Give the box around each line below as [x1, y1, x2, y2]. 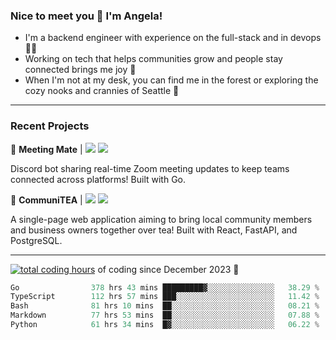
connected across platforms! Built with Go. [10, 173, 187, 185]
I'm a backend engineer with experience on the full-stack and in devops [24, 32, 322, 44]
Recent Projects [10, 119, 90, 133]
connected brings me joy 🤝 [24, 64, 137, 76]
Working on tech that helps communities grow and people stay [24, 53, 283, 65]
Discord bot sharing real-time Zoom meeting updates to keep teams [10, 162, 290, 174]
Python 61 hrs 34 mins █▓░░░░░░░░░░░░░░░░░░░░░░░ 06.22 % [10, 320, 320, 330]
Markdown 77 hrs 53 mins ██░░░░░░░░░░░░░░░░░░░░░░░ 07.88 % [10, 310, 320, 321]
